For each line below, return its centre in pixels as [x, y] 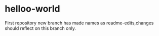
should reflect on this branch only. [41, 28]
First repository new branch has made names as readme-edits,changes [79, 23]
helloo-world [32, 9]
